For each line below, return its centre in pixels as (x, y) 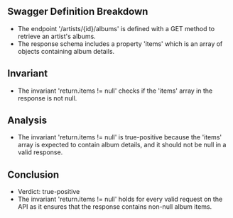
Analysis (27, 121)
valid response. (40, 152)
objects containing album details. (66, 51)
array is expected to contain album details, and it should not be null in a (122, 145)
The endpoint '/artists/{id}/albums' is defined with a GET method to (116, 28)
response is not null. (47, 98)
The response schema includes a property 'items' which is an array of (120, 44)
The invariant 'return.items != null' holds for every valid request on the (120, 199)
